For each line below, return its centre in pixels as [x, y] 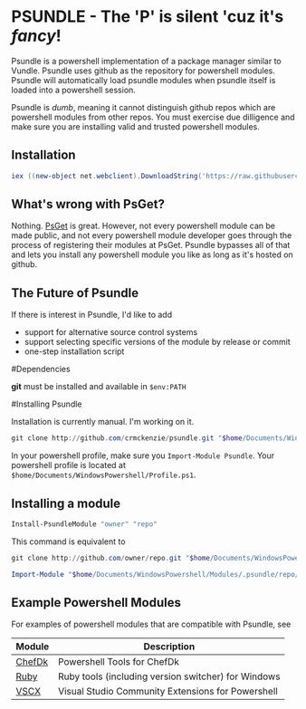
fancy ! [37, 36]
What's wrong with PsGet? [88, 204]
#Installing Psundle [47, 404]
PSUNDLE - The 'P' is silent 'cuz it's [148, 17]
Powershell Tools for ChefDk [119, 662]
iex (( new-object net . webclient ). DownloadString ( [107, 176]
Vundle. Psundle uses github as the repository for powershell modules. [143, 71]
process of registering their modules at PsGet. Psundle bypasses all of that [151, 245]
